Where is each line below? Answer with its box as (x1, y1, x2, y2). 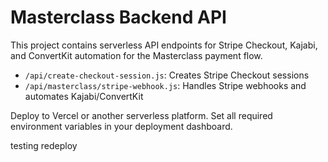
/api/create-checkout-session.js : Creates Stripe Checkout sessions (24, 69, 310, 81)
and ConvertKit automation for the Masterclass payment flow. (10, 49, 263, 61)
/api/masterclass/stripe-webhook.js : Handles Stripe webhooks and (24, 79, 307, 91)
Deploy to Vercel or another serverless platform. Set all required (10, 109, 273, 121)
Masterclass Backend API (10, 6, 227, 29)
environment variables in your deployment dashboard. (10, 120, 233, 132)
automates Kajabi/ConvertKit (24, 90, 144, 102)
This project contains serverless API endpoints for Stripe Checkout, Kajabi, (10, 39, 318, 51)
